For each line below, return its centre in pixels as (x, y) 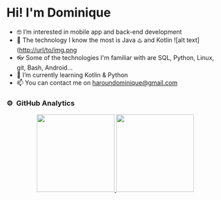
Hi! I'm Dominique (59, 13)
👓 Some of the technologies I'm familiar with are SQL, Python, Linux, (115, 57)
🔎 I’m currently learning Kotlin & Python (72, 74)
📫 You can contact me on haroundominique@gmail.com (97, 82)
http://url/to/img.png (48, 50)
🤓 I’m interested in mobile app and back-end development (99, 32)
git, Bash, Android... (45, 68)
